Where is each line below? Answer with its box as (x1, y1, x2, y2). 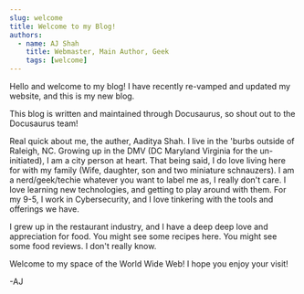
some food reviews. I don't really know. (9, 241, 157, 251)
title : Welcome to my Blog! (9, 22, 117, 31)
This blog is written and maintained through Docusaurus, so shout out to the (9, 109, 296, 119)
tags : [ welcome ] (26, 56, 89, 65)
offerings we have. (9, 204, 79, 215)
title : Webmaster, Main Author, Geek (26, 47, 170, 57)
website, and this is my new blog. (9, 90, 135, 101)
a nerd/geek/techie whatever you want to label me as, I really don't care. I (9, 174, 287, 185)
